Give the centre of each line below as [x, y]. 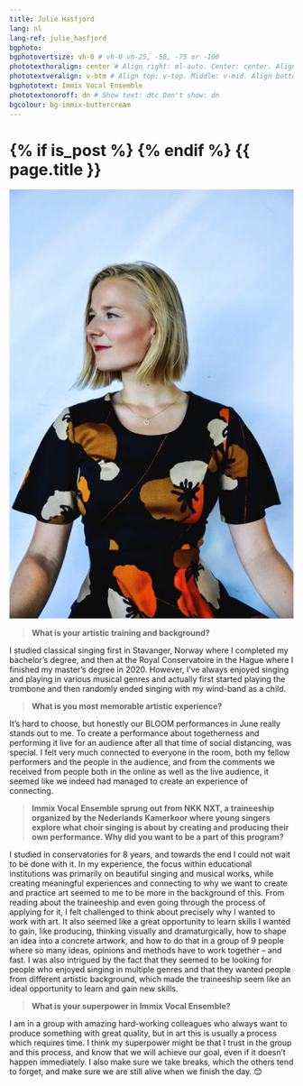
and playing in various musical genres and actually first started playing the [147, 679]
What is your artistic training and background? [120, 633]
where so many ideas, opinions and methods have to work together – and [146, 951]
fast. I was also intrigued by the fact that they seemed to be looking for [141, 960]
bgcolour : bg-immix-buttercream [70, 105]
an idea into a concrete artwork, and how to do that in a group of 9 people [147, 941]
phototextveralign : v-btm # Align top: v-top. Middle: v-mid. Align [141, 77]
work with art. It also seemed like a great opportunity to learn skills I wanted [150, 922]
